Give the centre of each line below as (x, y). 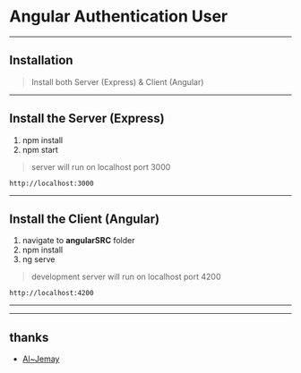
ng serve (39, 259)
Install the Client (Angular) (84, 219)
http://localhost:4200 (52, 293)
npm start (40, 149)
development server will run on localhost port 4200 (126, 277)
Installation (41, 60)
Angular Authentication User (119, 17)
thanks (29, 337)
